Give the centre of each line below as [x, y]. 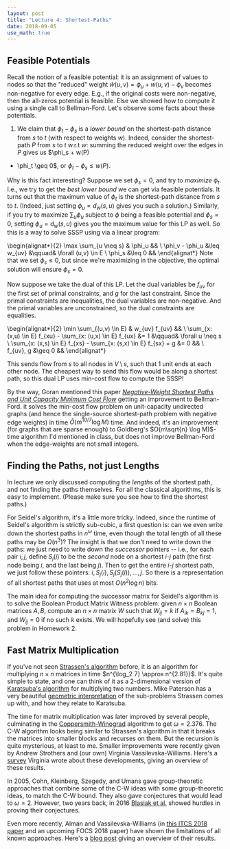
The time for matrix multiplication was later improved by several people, [108, 717]
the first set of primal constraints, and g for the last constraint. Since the [109, 293]
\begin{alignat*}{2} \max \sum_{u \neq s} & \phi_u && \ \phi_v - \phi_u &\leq [113, 246]
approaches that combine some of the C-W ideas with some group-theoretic [115, 788]
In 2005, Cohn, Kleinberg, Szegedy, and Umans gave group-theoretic [105, 781]
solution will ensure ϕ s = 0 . [45, 270]
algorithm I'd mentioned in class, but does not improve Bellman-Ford [118, 437]
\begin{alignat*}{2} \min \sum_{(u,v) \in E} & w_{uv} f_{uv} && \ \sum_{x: [110, 328]
